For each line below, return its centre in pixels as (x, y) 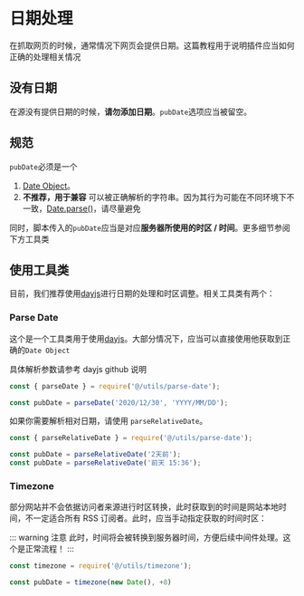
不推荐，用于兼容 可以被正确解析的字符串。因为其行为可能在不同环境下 (154, 197)
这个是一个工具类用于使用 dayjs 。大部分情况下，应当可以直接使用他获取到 (146, 338)
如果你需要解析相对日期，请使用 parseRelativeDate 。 (109, 421)
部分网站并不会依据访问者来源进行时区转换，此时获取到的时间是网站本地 (144, 507)
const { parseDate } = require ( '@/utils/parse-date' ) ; (115, 386)
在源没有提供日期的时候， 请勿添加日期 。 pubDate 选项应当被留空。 (131, 111)
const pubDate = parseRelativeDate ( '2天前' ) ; (95, 455)
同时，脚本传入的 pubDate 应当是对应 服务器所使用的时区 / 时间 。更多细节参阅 (150, 227)
